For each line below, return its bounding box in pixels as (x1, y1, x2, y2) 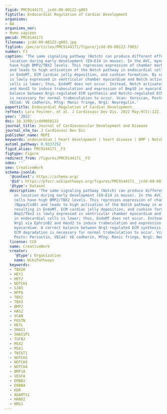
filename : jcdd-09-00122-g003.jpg (5, 40, 77, 45)
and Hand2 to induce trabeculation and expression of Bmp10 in (9, 86, 143, 91)
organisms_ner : (5, 26, 37, 31)
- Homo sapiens (5, 30, 37, 35)
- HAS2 (9, 309, 23, 314)
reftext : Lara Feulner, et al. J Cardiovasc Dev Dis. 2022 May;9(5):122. (5, 109, 162, 115)
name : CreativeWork (9, 244, 50, 249)
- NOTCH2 (9, 355, 28, 360)
